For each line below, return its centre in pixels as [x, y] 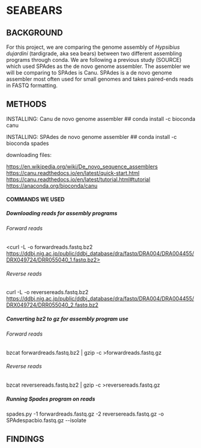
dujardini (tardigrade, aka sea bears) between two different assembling [94, 54]
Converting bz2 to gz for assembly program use [67, 319]
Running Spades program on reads [51, 399]
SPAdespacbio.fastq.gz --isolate [46, 420]
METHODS [26, 104]
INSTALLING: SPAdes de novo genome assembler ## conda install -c [91, 137]
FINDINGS [25, 439]
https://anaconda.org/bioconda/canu [52, 186]
